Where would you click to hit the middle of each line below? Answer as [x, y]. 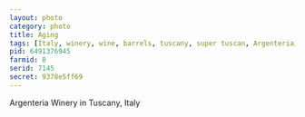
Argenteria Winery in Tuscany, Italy [75, 102]
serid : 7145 [32, 69]
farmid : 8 [28, 60]
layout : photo [36, 18]
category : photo [40, 26]
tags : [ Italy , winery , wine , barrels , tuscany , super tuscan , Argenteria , [154, 43]
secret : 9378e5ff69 [46, 77]
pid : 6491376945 [40, 52]
